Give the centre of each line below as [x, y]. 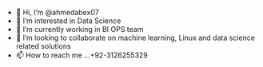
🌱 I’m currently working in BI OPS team [80, 29]
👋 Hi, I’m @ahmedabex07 [58, 12]
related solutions [43, 46]
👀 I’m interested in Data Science [68, 21]
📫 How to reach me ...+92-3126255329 [82, 55]
